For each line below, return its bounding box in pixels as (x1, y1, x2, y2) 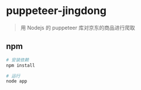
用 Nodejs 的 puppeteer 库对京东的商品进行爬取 (20, 24, 136, 31)
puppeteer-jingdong (6, 4, 107, 18)
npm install (6, 63, 35, 68)
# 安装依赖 (6, 57, 29, 63)
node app (6, 78, 27, 84)
